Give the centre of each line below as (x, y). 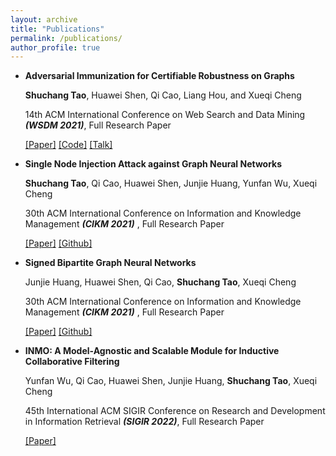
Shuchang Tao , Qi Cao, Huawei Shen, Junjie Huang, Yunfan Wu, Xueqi (171, 183)
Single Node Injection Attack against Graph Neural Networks (153, 164)
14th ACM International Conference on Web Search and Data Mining (165, 115)
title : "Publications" (57, 29)
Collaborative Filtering (72, 362)
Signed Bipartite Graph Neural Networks (110, 263)
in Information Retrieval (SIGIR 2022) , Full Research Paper (144, 422)
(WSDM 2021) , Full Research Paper (98, 125)
